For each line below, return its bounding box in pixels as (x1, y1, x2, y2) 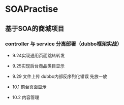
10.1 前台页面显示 (12, 84, 47, 90)
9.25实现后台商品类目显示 (12, 63, 65, 69)
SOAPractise (5, 3, 58, 15)
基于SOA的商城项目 (5, 24, 64, 33)
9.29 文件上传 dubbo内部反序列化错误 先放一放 (12, 73, 107, 79)
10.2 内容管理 (12, 94, 39, 100)
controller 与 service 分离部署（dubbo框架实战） (5, 40, 122, 47)
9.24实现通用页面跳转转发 (12, 52, 65, 58)
